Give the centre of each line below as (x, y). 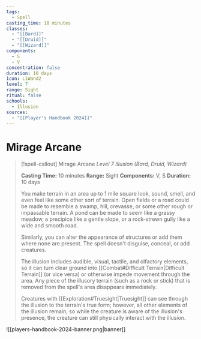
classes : (17, 28)
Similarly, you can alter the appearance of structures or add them (101, 237)
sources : (17, 112)
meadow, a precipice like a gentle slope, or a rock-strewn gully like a (105, 219)
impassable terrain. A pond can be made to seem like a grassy (98, 213)
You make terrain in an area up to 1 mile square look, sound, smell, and (108, 194)
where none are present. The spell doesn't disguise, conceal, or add (105, 244)
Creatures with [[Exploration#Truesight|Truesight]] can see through (104, 299)
